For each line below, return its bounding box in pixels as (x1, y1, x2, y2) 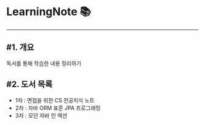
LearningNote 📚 (6, 5, 92, 19)
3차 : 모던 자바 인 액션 (15, 112, 68, 119)
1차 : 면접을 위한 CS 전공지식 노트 (15, 96, 95, 104)
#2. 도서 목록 (6, 79, 53, 90)
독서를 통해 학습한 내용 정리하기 (6, 59, 82, 67)
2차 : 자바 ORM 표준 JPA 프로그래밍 (15, 104, 101, 112)
